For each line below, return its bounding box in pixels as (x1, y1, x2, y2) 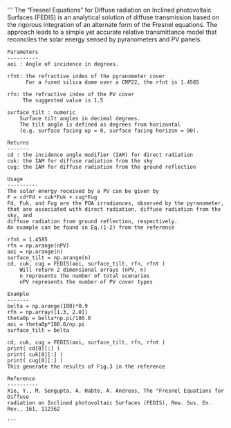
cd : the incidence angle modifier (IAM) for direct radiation (7, 151, 194, 158)
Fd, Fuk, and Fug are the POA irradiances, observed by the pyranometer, (7, 200, 225, 207)
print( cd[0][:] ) (7, 345, 60, 352)
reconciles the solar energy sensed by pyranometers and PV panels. (7, 35, 202, 44)
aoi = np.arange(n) (7, 248, 64, 255)
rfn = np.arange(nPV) (7, 242, 70, 249)
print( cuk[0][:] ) (7, 351, 64, 358)
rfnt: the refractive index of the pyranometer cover (7, 73, 166, 80)
